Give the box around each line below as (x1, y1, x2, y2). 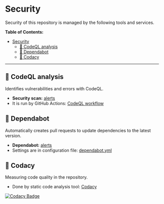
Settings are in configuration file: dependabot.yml (12, 147, 112, 153)
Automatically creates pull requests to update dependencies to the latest (5, 127, 151, 133)
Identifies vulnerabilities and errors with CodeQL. (5, 85, 104, 91)
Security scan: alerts (12, 95, 55, 101)
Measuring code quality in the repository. (5, 174, 88, 180)
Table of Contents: (5, 29, 44, 35)
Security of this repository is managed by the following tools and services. (5, 20, 155, 25)
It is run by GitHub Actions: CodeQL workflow (12, 100, 104, 106)
